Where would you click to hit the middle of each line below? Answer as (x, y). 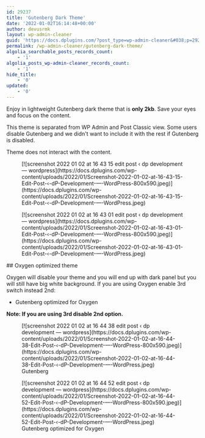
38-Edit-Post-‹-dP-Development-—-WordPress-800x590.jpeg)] (102, 345)
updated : (17, 86)
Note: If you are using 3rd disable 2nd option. (65, 314)
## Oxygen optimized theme (42, 265)
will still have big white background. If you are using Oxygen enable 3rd (96, 283)
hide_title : (21, 75)
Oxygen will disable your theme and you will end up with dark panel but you (101, 277)
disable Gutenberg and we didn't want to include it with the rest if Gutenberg (103, 133)
